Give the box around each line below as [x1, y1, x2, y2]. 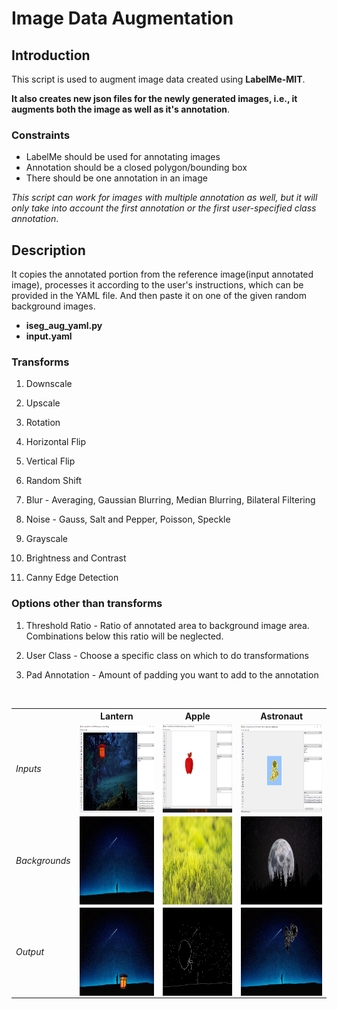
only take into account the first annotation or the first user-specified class [11, 202, 317, 214]
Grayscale [25, 533, 68, 545]
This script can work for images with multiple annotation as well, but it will [11, 192, 318, 204]
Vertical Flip [25, 455, 76, 467]
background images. [11, 300, 96, 312]
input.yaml [25, 330, 73, 342]
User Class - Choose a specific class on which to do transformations [25, 649, 309, 661]
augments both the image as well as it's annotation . [11, 103, 231, 115]
